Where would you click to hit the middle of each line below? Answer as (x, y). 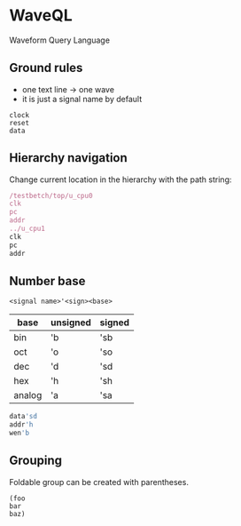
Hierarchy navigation (69, 158)
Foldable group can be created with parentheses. (99, 482)
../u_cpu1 (27, 229)
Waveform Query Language (60, 40)
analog (28, 395)
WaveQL (41, 16)
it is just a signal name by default (82, 99)
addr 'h (21, 425)
